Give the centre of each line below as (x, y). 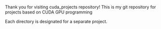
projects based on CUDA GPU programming (49, 12)
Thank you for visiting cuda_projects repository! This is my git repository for (80, 7)
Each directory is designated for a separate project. (56, 22)
